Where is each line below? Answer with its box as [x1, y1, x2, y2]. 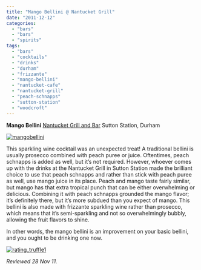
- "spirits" [12, 37, 42, 43]
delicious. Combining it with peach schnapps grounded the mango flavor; [6, 190, 189, 197]
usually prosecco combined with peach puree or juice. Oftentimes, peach [6, 151, 189, 158]
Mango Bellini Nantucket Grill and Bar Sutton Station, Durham [6, 121, 160, 129]
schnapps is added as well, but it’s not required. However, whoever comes [6, 158, 192, 165]
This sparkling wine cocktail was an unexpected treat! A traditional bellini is [6, 145, 194, 152]
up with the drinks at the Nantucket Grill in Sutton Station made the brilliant [6, 164, 193, 172]
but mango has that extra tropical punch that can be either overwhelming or [6, 183, 195, 191]
